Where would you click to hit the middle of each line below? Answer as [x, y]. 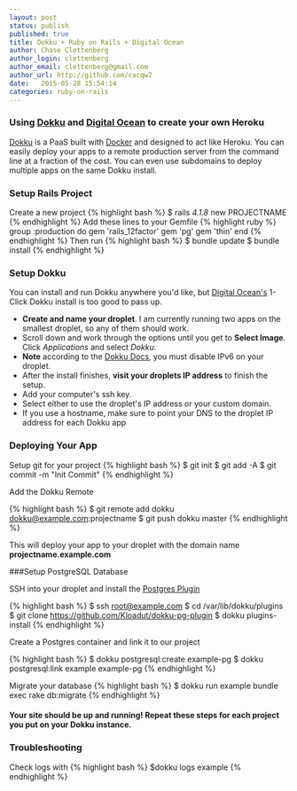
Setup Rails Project [51, 193]
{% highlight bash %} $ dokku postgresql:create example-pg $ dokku [137, 659]
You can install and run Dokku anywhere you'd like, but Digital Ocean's [138, 293]
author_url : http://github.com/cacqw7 [81, 75]
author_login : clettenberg [59, 59]
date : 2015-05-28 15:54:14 [63, 83]
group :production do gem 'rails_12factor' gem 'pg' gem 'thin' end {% [135, 231]
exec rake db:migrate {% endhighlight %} [85, 695]
